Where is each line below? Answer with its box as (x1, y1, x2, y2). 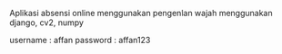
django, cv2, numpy (9, 17, 85, 28)
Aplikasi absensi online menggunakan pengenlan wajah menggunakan (9, 8, 273, 18)
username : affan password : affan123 (9, 35, 151, 45)
